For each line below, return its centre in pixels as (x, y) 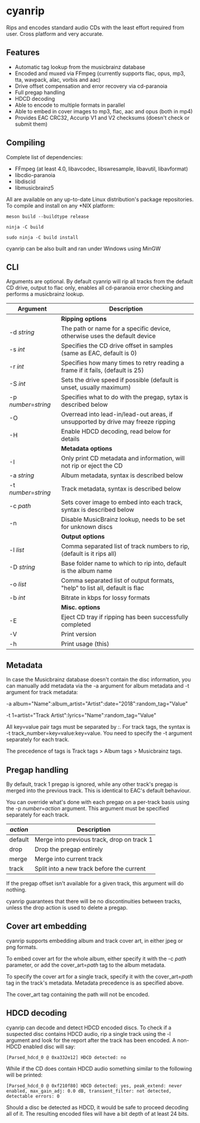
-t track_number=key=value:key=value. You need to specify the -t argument (99, 733)
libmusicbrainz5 (34, 188)
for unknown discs (87, 527)
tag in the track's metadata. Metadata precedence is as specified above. (95, 983)
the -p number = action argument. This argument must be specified (88, 808)
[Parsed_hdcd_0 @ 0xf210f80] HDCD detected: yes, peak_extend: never (94, 1086)
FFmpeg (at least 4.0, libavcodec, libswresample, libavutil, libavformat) (101, 169)
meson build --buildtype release (48, 216)
